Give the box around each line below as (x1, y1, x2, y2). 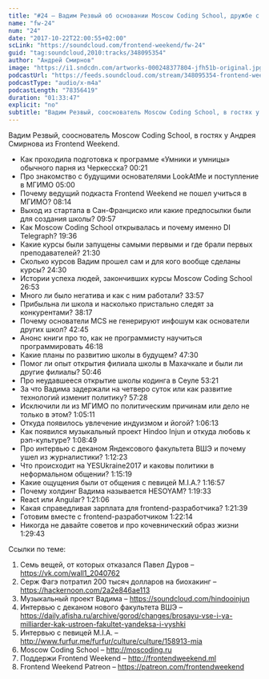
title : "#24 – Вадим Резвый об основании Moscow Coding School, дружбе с (8, 11, 260, 20)
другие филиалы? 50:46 (19, 368, 102, 376)
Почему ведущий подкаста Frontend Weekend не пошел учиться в (19, 189, 247, 198)
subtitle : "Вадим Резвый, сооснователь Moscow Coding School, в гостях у (8, 109, 260, 117)
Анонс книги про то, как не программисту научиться (19, 333, 203, 343)
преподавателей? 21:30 (19, 248, 101, 257)
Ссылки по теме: (8, 544, 66, 553)
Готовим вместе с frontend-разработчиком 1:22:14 (19, 512, 194, 521)
